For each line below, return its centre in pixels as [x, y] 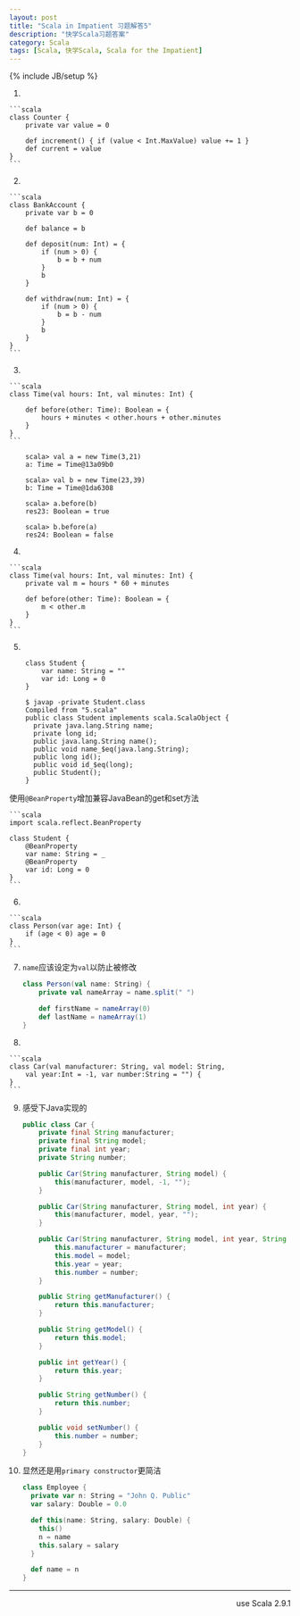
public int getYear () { [83, 1362]
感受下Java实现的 [54, 1107]
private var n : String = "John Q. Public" [111, 1496]
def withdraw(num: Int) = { [77, 299]
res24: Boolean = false [70, 535]
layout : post [33, 17]
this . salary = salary [79, 1545]
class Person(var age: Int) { [66, 926]
